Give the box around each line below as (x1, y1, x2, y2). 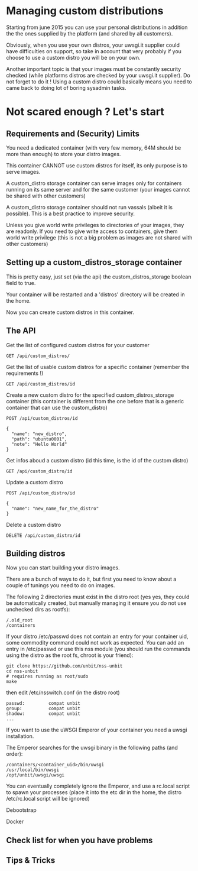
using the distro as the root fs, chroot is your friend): (6, 652, 134, 659)
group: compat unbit (6, 705, 81, 712)
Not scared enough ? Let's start (6, 105, 164, 119)
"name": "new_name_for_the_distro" (11, 506, 99, 511)
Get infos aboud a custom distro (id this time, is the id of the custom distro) (6, 456, 189, 464)
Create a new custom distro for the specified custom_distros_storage (6, 391, 174, 399)
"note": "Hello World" (11, 441, 67, 447)
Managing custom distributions (6, 4, 164, 18)
